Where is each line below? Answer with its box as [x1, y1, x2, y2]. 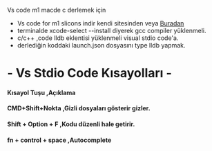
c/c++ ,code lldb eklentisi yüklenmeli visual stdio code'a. [17, 34, 179, 42]
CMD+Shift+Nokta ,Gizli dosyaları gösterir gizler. [7, 104, 151, 112]
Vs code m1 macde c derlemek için [7, 6, 106, 14]
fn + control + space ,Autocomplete [7, 136, 112, 144]
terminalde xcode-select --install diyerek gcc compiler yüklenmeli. [17, 27, 206, 34]
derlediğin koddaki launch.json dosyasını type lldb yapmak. [17, 41, 186, 49]
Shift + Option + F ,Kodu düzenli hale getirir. [7, 120, 135, 128]
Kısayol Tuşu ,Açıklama [7, 88, 76, 97]
